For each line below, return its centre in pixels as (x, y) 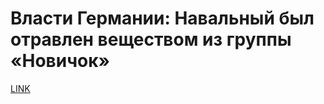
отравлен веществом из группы (151, 39)
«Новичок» (60, 61)
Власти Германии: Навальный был (162, 18)
